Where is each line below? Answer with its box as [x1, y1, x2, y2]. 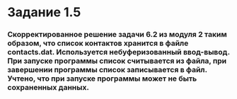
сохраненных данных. [7, 83, 90, 93]
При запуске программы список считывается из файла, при [7, 56, 227, 66]
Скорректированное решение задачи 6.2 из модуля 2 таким [7, 30, 228, 40]
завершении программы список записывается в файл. [7, 65, 207, 75]
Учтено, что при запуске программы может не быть [7, 74, 197, 83]
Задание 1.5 [7, 4, 81, 21]
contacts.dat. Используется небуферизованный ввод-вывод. [7, 47, 230, 57]
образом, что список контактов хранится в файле [7, 38, 189, 48]
